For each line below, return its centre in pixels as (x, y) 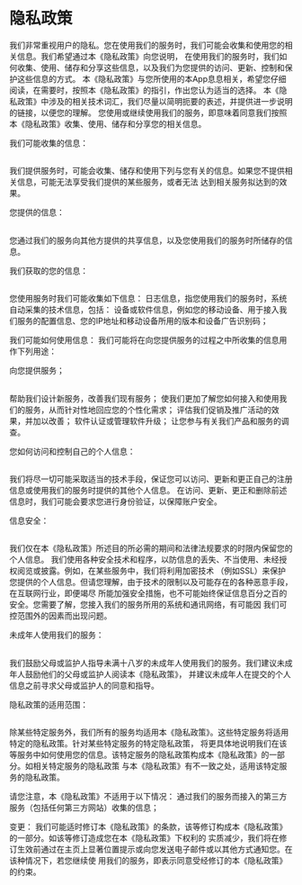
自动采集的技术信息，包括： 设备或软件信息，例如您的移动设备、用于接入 (144, 310)
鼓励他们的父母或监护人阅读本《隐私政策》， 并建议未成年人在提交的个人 (158, 674)
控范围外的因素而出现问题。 (61, 616)
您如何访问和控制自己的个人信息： (72, 451)
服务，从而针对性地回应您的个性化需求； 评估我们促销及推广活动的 (148, 410)
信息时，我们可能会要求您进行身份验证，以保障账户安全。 (115, 501)
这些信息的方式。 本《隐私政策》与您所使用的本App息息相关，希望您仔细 (151, 78)
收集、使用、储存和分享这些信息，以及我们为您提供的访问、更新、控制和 (151, 68)
